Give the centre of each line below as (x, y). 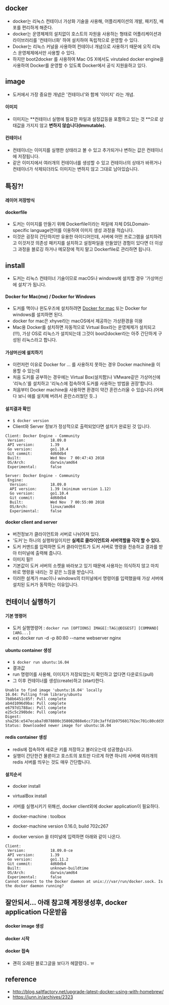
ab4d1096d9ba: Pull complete (36, 703)
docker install (26, 786)
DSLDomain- (137, 224)
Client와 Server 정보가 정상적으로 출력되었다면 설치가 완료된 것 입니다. (82, 426)
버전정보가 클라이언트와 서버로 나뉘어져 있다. (56, 534)
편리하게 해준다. (37, 27)
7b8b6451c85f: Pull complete (36, 699)
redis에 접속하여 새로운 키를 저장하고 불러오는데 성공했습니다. (73, 749)
